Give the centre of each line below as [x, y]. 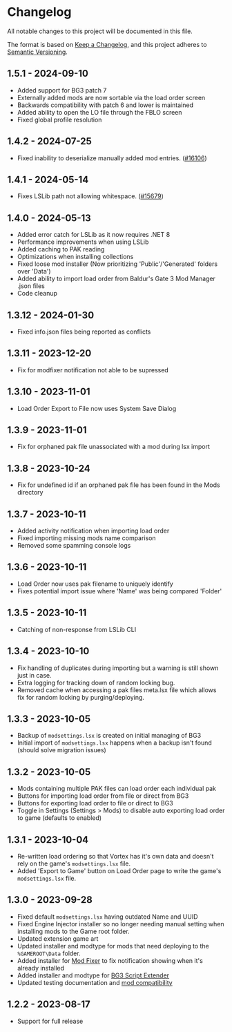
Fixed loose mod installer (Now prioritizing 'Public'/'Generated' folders [117, 264]
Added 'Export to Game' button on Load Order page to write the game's [119, 870]
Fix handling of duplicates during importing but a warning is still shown [118, 668]
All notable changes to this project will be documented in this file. [100, 31]
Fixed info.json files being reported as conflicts [84, 332]
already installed [40, 968]
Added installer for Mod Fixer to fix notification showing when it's [110, 960]
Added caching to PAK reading [61, 249]
